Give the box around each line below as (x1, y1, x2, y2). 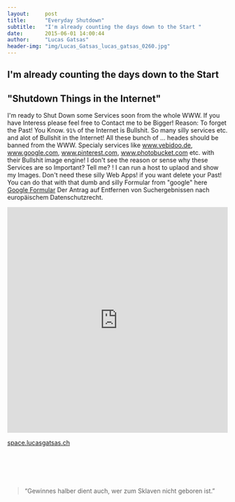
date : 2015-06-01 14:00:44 (7, 29, 105, 37)
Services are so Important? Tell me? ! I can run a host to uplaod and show (7, 163, 219, 172)
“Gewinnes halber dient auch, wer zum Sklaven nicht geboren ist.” (24, 487, 215, 495)
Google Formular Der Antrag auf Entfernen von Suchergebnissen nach (7, 186, 210, 194)
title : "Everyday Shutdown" (7, 17, 105, 24)
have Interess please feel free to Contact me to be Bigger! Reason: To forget (7, 118, 227, 127)
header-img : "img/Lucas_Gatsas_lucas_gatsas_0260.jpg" (7, 43, 171, 50)
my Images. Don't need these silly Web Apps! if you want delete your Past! (7, 171, 222, 179)
